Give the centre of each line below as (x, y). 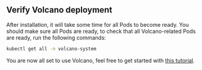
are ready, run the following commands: (56, 37)
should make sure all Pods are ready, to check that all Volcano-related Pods (101, 31)
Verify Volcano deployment (59, 10)
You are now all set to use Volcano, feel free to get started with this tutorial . (100, 60)
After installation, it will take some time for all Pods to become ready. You (98, 24)
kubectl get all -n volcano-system (51, 49)
